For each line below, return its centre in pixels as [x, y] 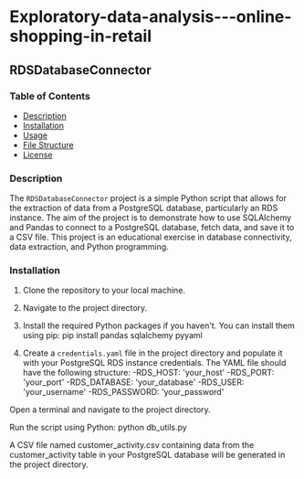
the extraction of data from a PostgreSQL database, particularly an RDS [144, 208]
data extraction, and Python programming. [89, 247]
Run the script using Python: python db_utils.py [98, 428]
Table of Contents [50, 96]
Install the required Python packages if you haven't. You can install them [158, 325]
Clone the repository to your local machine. [104, 291]
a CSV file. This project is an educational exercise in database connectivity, [151, 237]
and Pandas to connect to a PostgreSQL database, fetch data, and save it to [152, 228]
